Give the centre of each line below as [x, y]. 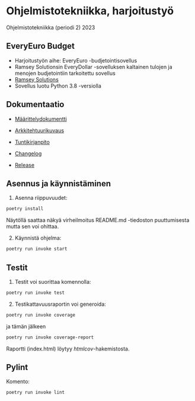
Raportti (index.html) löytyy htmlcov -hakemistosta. [68, 349]
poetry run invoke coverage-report [50, 337]
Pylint [17, 367]
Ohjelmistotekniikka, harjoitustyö [90, 11]
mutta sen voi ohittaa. [33, 227]
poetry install [25, 209]
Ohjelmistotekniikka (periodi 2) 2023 [51, 27]
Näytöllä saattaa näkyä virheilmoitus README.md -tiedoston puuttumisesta [98, 220]
